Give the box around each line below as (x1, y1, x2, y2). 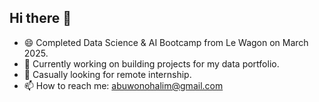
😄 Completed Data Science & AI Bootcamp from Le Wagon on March (23, 36, 309, 48)
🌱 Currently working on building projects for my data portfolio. (23, 57, 280, 70)
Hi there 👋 (9, 10, 72, 27)
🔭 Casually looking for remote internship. (23, 68, 192, 80)
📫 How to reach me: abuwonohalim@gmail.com (23, 79, 224, 91)
